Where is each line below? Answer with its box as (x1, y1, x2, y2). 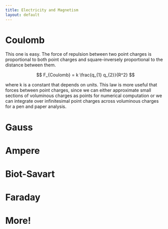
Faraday (5, 192, 41, 203)
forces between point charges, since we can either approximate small (5, 87, 151, 94)
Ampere (5, 145, 40, 156)
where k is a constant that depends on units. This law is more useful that (5, 82, 157, 88)
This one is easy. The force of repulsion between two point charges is (5, 51, 152, 57)
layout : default (5, 12, 40, 17)
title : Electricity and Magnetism (5, 7, 79, 13)
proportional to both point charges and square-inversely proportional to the (5, 57, 163, 63)
